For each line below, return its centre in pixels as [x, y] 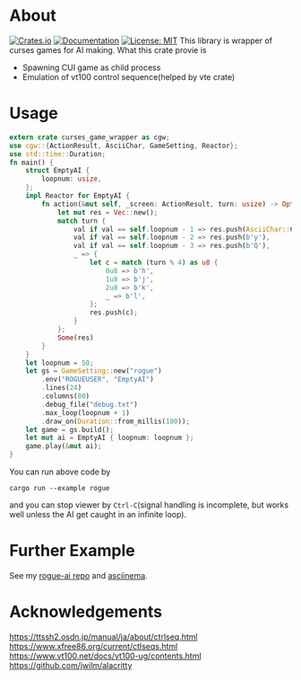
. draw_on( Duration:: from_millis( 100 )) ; [116, 421]
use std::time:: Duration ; [57, 154]
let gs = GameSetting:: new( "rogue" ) [94, 371]
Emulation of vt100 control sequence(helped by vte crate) [129, 76]
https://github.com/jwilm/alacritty [71, 665]
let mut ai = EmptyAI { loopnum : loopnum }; [110, 438]
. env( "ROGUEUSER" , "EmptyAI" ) [98, 380]
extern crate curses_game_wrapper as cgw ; [90, 137]
